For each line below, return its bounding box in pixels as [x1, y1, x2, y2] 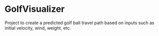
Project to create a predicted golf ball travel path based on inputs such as [4, 20, 155, 26]
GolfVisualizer [4, 3, 65, 15]
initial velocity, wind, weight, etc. [4, 25, 71, 31]
